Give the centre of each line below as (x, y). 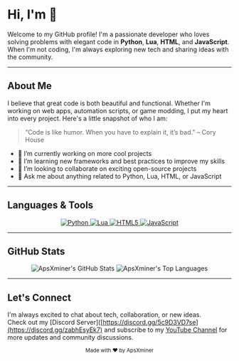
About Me (30, 86)
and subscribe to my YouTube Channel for (166, 330)
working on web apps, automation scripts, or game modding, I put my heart (118, 110)
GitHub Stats (36, 251)
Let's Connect (39, 297)
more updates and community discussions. (70, 338)
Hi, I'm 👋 (32, 15)
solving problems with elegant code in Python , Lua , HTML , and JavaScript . (118, 41)
